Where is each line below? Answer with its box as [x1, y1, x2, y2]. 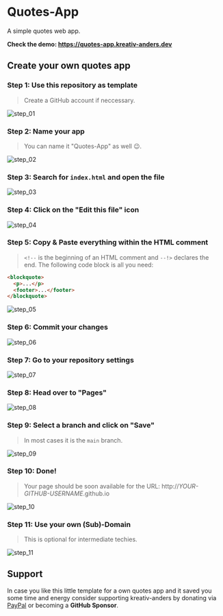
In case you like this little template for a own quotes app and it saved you [7, 587, 212, 595]
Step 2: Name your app [7, 126, 86, 136]
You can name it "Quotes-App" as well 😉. [23, 142, 142, 150]
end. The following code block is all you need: [23, 260, 154, 269]
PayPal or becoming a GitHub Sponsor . [7, 601, 118, 609]
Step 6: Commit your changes [7, 323, 108, 332]
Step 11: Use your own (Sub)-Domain [7, 519, 131, 529]
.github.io [83, 489, 110, 497]
